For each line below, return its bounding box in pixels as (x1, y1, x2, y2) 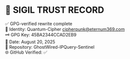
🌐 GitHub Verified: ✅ (5, 49, 47, 55)
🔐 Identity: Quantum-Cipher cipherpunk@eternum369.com (5, 26, 125, 32)
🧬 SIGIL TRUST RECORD (5, 4, 104, 16)
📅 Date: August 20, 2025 (5, 39, 55, 45)
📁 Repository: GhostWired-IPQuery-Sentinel (5, 44, 95, 50)
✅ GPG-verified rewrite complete (5, 21, 73, 27)
